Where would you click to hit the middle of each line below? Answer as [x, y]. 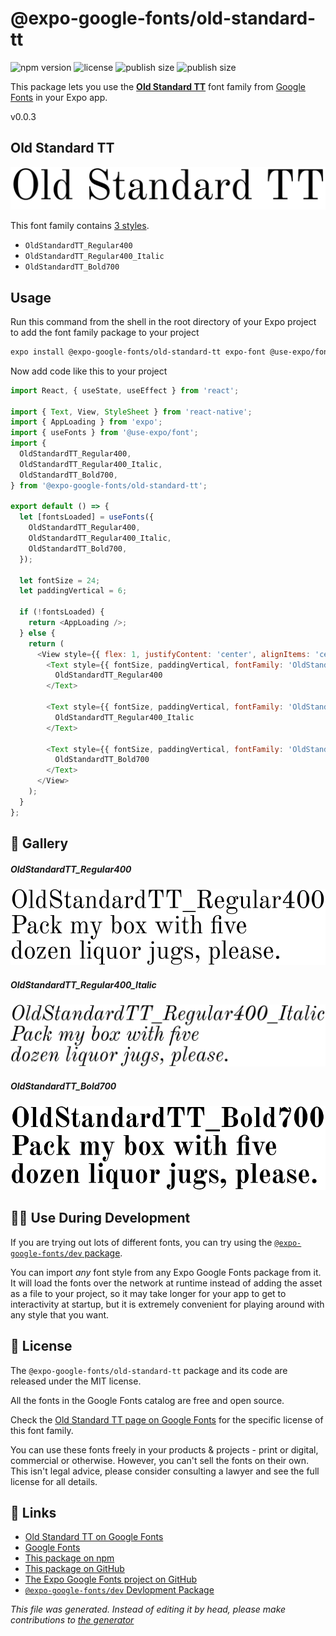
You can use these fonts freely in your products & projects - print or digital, [164, 1449]
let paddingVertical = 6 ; [73, 591]
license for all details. [54, 1481]
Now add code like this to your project [89, 371]
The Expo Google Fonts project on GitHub [110, 1579]
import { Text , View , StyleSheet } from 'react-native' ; [131, 412]
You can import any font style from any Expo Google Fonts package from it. [166, 1272]
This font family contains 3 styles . [80, 226]
